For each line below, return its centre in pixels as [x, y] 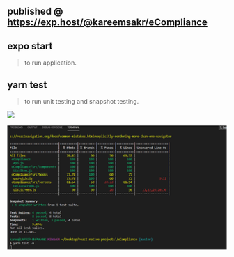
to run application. [50, 63]
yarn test [27, 85]
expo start [30, 46]
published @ [35, 11]
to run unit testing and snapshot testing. [81, 102]
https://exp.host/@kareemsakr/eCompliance [107, 23]
